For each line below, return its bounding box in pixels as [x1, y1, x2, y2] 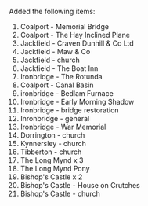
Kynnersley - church [20, 139, 87, 148]
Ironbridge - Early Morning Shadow [20, 97, 135, 106]
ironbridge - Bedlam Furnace [20, 89, 114, 97]
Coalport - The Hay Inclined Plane [20, 31, 130, 39]
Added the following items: [9, 7, 96, 16]
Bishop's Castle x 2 [20, 172, 83, 182]
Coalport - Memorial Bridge [20, 22, 109, 31]
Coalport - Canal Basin [20, 80, 94, 90]
